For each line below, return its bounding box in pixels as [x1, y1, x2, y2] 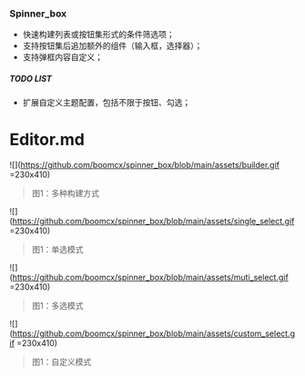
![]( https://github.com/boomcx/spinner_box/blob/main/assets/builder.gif [9, 160, 280, 171]
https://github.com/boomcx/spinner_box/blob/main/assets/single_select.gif [12, 216, 295, 227]
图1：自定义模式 [31, 357, 92, 368]
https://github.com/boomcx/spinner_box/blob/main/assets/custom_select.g [12, 328, 296, 339]
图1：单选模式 [31, 244, 84, 255]
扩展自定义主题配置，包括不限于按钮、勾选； [22, 97, 191, 108]
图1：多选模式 [31, 301, 84, 312]
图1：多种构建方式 [31, 188, 100, 199]
